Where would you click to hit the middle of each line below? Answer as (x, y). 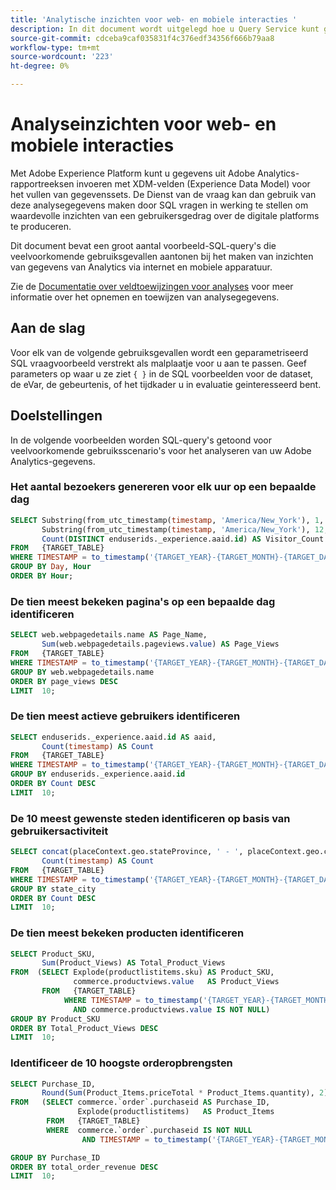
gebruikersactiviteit (59, 831)
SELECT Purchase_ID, (53, 1084)
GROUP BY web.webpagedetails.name (82, 672)
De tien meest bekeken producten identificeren (127, 933)
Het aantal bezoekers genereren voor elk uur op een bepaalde (163, 487)
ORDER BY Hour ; (42, 576)
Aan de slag (48, 328)
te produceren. (41, 226)
